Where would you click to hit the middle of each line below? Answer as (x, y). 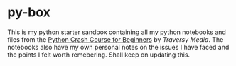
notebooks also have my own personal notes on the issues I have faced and (118, 47)
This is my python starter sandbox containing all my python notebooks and (117, 32)
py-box (29, 12)
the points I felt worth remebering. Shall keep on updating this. (99, 55)
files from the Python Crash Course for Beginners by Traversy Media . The (116, 39)
